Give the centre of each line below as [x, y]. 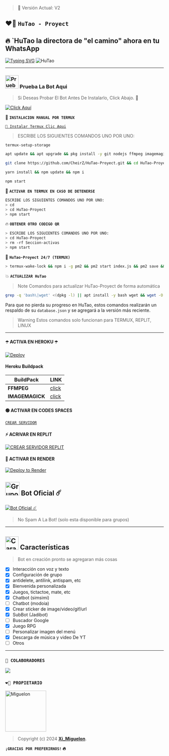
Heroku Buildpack [24, 366]
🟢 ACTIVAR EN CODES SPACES [39, 410]
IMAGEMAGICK [26, 396]
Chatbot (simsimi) [31, 597]
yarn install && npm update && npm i [45, 172]
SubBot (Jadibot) [30, 614]
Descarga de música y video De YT [49, 638]
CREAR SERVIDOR [21, 423]
